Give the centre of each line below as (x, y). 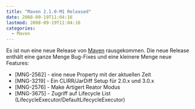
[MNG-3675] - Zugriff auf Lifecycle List (63, 94)
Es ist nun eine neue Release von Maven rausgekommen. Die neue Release (98, 50)
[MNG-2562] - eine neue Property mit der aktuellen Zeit (83, 75)
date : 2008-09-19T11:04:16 (39, 17)
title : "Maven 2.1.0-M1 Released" (49, 12)
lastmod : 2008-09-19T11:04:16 (44, 23)
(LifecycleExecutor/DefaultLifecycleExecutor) (70, 100)
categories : (21, 28)
